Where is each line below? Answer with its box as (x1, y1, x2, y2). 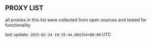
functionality (5, 22, 31, 28)
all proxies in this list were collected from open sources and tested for (5, 17, 147, 22)
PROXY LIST (5, 4, 43, 12)
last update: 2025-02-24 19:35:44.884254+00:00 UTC (5, 31, 112, 37)
